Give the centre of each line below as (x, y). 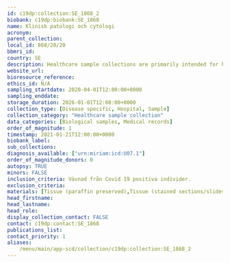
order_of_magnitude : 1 (39, 128)
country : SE (24, 58)
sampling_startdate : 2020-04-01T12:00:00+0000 (75, 90)
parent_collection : (35, 39)
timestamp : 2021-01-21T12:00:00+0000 (61, 134)
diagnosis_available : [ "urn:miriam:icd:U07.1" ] (76, 154)
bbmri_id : (21, 52)
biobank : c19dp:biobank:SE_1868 (53, 20)
